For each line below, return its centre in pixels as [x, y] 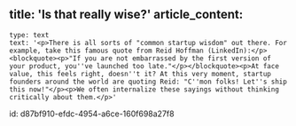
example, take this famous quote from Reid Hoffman [106, 51]
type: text [29, 35]
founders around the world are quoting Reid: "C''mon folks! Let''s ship [148, 82]
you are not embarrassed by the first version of [178, 58]
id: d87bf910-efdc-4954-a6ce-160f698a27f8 [92, 114]
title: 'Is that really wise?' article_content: [126, 15]
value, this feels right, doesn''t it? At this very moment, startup [140, 74]
